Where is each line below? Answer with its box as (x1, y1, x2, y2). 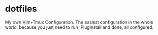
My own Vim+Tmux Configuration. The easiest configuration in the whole (5, 19, 154, 25)
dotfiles (5, 3, 37, 14)
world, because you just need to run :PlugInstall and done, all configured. (5, 24, 154, 30)
